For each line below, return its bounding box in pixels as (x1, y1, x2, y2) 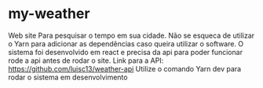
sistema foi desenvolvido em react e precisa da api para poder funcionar (8, 47, 243, 57)
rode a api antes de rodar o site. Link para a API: (8, 56, 164, 65)
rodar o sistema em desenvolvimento (8, 72, 128, 82)
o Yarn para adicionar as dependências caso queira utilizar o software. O (8, 38, 244, 48)
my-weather (8, 5, 90, 23)
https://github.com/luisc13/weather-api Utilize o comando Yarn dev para (8, 64, 242, 73)
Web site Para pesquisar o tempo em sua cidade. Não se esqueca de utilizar (8, 31, 255, 40)
